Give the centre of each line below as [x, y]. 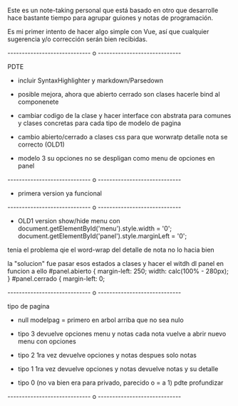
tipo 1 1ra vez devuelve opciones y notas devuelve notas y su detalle [118, 369]
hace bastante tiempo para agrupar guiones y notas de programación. [110, 18]
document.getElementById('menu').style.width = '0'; [95, 228]
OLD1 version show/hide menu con [69, 221]
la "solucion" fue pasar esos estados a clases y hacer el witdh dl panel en [116, 263]
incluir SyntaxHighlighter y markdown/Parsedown [90, 80]
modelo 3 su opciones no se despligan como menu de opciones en [116, 158]
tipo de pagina [29, 306]
